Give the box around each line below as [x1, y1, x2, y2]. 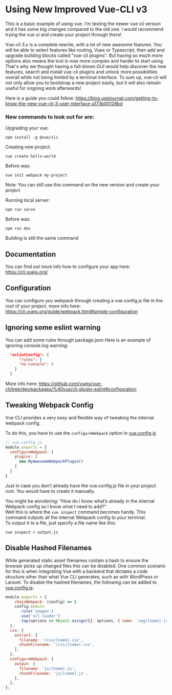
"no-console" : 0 [18, 362, 54, 367]
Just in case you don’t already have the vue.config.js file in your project [5, 482, 156, 489]
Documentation [5, 250, 56, 259]
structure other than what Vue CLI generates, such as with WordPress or [5, 573, 159, 580]
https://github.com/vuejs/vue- [38, 381, 102, 387]
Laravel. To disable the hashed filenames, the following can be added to [5, 579, 157, 585]
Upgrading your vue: [5, 125, 49, 131]
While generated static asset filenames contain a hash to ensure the [5, 557, 148, 563]
